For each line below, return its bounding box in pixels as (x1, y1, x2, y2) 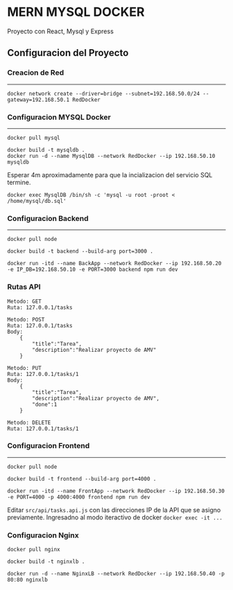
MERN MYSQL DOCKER (7, 4, 145, 20)
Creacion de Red (7, 68, 64, 78)
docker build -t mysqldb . (7, 146, 85, 153)
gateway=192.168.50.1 (7, 96, 70, 103)
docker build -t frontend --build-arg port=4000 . (7, 475, 157, 482)
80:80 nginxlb (7, 576, 49, 584)
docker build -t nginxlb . (7, 558, 85, 565)
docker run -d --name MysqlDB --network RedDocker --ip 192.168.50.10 (7, 152, 216, 159)
